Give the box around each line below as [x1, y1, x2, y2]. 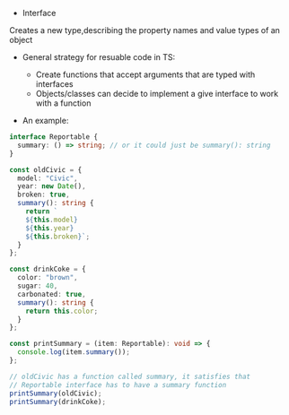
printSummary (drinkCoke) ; [9, 397, 106, 406]
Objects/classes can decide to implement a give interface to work [35, 89, 279, 99]
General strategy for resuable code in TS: [22, 52, 176, 62]
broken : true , [17, 190, 70, 200]
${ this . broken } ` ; [25, 232, 91, 241]
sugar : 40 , [17, 281, 58, 290]
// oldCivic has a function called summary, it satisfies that [9, 372, 251, 381]
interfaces [35, 79, 74, 89]
